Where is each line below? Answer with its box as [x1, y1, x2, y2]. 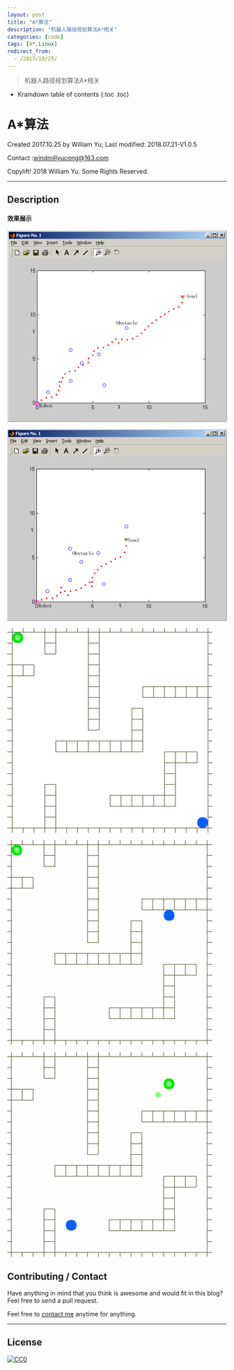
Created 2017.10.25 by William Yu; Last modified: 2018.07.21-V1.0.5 [7, 140, 197, 148]
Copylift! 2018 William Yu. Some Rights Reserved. [7, 167, 149, 176]
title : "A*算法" [7, 18, 52, 26]
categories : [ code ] [7, 33, 64, 40]
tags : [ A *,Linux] [7, 40, 58, 48]
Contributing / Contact [7, 1270, 108, 1282]
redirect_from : [7, 48, 52, 55]
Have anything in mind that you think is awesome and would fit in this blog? [7, 1289, 224, 1297]
